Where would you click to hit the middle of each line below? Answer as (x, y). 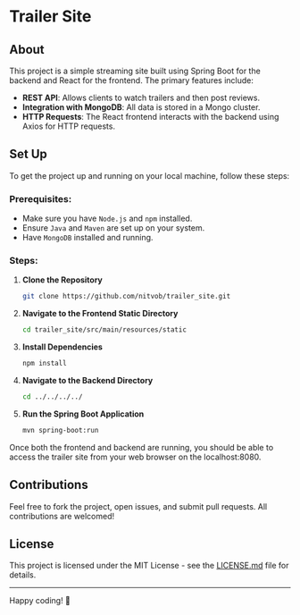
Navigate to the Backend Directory (87, 381)
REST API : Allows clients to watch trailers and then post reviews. (141, 97)
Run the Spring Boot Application (83, 414)
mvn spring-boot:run (60, 430)
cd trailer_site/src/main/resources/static (104, 330)
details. (23, 575)
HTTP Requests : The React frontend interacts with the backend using (150, 117)
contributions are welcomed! (62, 516)
